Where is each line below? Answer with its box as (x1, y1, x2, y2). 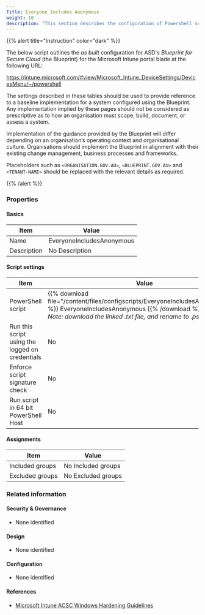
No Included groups (63, 461, 121, 470)
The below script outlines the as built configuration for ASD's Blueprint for (6, 49, 193, 56)
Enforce (9, 363, 32, 371)
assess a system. (6, 118, 50, 126)
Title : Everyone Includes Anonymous (6, 9, 99, 15)
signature (9, 378, 37, 387)
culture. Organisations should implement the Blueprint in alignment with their (6, 143, 199, 151)
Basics (6, 210, 24, 217)
